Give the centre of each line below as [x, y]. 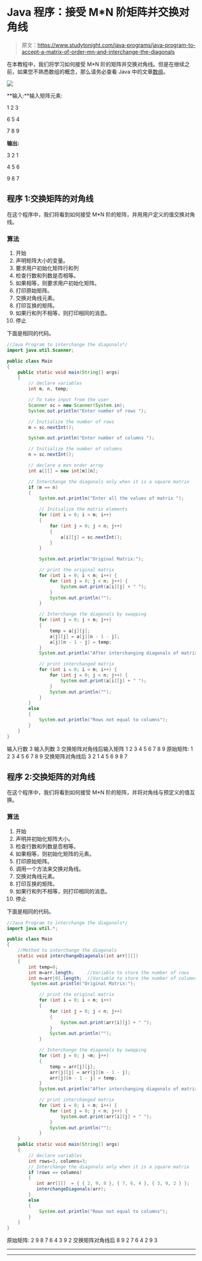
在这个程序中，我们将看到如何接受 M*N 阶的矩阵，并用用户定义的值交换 [96, 214]
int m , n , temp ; [49, 389]
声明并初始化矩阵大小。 [44, 839]
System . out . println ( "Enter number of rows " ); [88, 411]
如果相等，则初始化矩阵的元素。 [55, 854]
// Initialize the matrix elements [83, 509]
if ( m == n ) [43, 487]
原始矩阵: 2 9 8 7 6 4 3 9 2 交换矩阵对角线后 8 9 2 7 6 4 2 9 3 [82, 1240]
